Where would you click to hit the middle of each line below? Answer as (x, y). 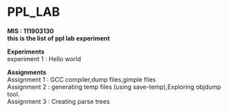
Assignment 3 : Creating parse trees (59, 101)
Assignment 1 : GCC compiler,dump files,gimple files (82, 79)
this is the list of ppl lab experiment (59, 38)
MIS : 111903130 (30, 31)
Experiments (26, 52)
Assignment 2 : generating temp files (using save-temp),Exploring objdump (114, 87)
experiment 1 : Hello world (44, 58)
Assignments (27, 72)
